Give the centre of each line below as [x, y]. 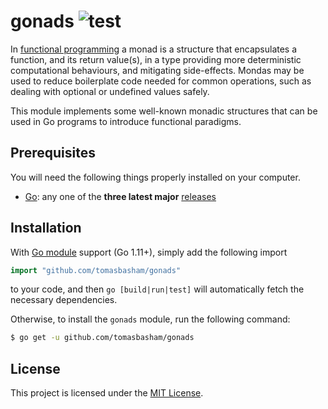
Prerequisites [53, 153]
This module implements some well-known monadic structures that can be [164, 111]
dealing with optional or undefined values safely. [110, 91]
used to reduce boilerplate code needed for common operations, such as [161, 81]
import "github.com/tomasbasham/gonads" [96, 270]
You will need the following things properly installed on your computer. [155, 177]
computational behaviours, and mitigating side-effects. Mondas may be [157, 70]
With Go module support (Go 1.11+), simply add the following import [149, 252]
